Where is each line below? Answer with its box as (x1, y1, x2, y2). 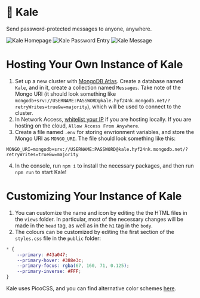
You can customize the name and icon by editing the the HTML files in (14, 209, 187, 216)
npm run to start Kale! (14, 168, 67, 175)
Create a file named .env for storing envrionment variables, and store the (14, 128, 195, 135)
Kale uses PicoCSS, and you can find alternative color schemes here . (6, 285, 177, 292)
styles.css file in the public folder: (14, 235, 101, 242)
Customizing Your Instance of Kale (6, 190, 182, 203)
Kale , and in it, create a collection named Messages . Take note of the (14, 84, 181, 91)
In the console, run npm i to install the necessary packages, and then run (14, 162, 194, 169)
